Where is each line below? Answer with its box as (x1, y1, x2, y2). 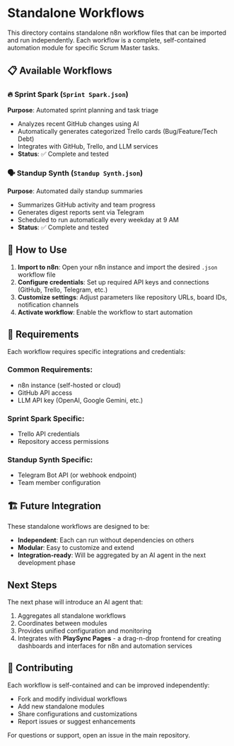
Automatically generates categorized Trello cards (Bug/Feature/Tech (17, 127, 218, 135)
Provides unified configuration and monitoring (17, 626, 152, 635)
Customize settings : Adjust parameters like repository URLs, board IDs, (17, 292, 228, 302)
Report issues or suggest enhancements (17, 717, 136, 725)
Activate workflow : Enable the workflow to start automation (17, 308, 193, 316)
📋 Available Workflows (7, 65, 112, 77)
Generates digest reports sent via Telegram (17, 207, 144, 217)
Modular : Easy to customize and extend (17, 544, 134, 552)
